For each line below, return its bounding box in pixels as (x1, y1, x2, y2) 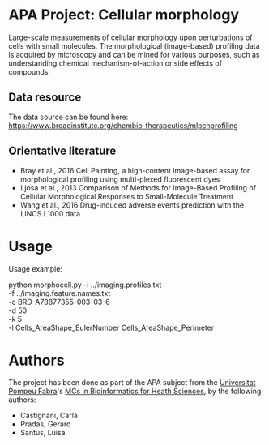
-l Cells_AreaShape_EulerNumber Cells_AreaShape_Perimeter (8, 323, 215, 332)
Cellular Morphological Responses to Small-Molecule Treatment (19, 191, 233, 201)
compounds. (8, 66, 51, 76)
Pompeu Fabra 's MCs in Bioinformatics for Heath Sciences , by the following (8, 387, 262, 396)
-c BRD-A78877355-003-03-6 (8, 297, 111, 306)
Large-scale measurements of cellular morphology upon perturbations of (8, 32, 253, 42)
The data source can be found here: (8, 112, 129, 122)
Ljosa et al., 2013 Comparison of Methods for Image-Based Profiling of (19, 182, 257, 192)
